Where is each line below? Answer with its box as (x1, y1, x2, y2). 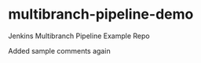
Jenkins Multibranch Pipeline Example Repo (8, 31, 151, 40)
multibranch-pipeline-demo (8, 5, 194, 23)
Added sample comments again (8, 46, 111, 55)
